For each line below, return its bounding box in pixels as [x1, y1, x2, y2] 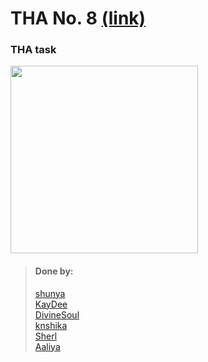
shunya [34, 287, 66, 299]
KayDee [34, 298, 68, 310]
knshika [34, 319, 68, 331]
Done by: [34, 265, 74, 277]
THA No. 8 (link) [10, 7, 147, 30]
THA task [10, 43, 57, 57]
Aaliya [34, 340, 61, 352]
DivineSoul [34, 308, 80, 321]
